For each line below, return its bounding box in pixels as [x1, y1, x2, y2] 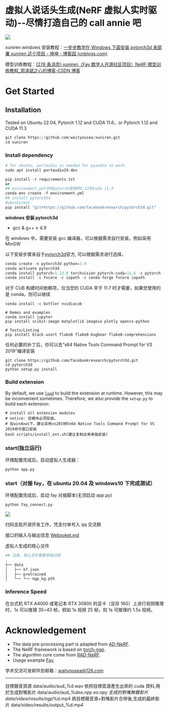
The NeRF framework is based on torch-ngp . [12, 646, 106, 653]
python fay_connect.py [5, 502, 53, 507]
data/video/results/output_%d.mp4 [11, 702, 84, 708]
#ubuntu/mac [5, 200, 30, 206]
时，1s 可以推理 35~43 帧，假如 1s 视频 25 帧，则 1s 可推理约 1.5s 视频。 [5, 607, 155, 613]
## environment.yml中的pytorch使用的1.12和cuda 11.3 [5, 186, 114, 191]
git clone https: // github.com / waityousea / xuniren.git [5, 135, 121, 140]
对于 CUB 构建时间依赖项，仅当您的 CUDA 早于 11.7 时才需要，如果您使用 [5, 285, 157, 291]
